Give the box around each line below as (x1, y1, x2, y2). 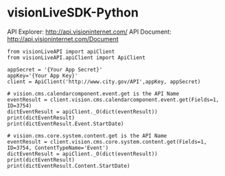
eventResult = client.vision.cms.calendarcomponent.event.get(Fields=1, (7, 96, 220, 103)
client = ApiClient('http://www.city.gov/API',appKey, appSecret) (7, 78, 201, 85)
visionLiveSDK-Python (7, 5, 139, 21)
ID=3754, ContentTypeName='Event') (7, 144, 109, 151)
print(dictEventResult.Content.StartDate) (7, 162, 130, 169)
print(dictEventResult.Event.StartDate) (7, 120, 125, 127)
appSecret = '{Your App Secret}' (7, 66, 103, 73)
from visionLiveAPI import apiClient (7, 48, 115, 55)
